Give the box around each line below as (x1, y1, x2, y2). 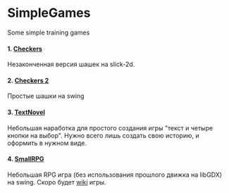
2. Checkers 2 (7, 76, 49, 85)
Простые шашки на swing (7, 92, 85, 100)
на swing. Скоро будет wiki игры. (7, 178, 106, 186)
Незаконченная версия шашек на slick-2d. (7, 60, 135, 68)
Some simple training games (7, 28, 90, 37)
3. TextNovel (7, 108, 46, 116)
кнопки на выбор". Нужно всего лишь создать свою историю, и (7, 131, 199, 139)
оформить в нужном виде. (7, 139, 87, 147)
